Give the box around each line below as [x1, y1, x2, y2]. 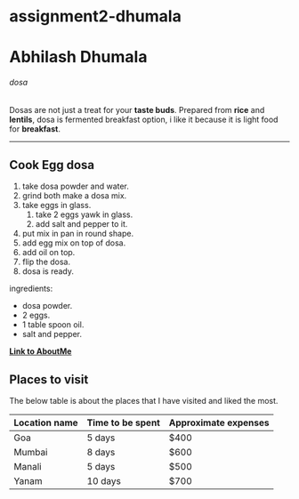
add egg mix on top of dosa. [21, 237, 126, 248]
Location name [13, 416, 78, 429]
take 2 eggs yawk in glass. [35, 209, 133, 220]
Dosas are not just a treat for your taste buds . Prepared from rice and [9, 104, 265, 115]
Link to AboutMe [9, 346, 72, 357]
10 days [86, 475, 122, 487]
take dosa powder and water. [21, 181, 129, 192]
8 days [86, 447, 116, 459]
